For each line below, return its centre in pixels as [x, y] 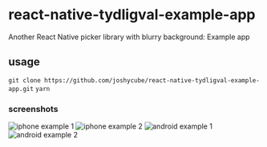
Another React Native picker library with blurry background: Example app [129, 37]
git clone [25, 80]
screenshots [33, 109]
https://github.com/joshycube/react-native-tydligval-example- [152, 80]
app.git [21, 89]
